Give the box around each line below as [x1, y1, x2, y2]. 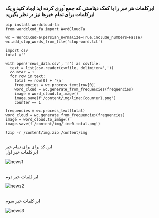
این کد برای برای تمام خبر [5, 144, 52, 150]
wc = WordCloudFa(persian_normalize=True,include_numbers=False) [5, 35, 142, 40]
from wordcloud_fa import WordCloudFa [5, 27, 85, 32]
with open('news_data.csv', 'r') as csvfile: [5, 61, 100, 66]
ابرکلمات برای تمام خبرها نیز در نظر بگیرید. [5, 11, 96, 18]
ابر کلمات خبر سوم [5, 198, 41, 204]
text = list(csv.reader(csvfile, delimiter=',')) [10, 66, 114, 71]
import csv [5, 48, 28, 53]
